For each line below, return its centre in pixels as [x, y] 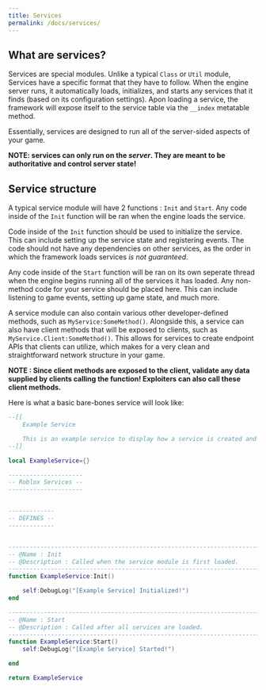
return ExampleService [46, 678]
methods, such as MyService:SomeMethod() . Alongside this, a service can [126, 321]
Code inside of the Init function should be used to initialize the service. [125, 232]
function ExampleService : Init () [61, 577]
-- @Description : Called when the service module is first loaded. [123, 562]
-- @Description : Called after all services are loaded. [106, 627]
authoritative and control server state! [72, 164]
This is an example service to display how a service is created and [140, 439]
